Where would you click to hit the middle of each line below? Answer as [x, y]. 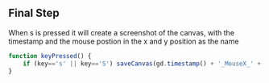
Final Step [34, 13]
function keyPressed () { [50, 56]
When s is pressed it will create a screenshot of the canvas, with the [122, 32]
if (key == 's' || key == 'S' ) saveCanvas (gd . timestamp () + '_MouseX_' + [142, 64]
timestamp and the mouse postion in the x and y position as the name [124, 41]
